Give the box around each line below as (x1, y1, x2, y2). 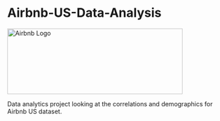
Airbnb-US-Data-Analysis (7, 5, 162, 21)
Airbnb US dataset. (7, 107, 62, 115)
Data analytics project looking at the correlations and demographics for (7, 99, 213, 108)
